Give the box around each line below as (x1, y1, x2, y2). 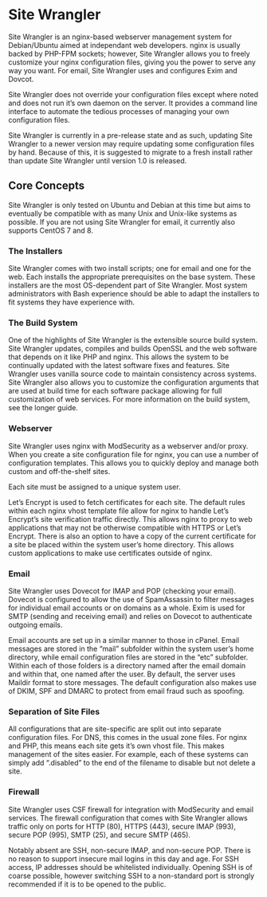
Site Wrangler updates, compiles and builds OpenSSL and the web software (8, 344, 257, 354)
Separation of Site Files (8, 706, 100, 717)
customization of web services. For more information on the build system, (8, 394, 250, 404)
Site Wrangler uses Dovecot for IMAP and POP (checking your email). (8, 586, 237, 595)
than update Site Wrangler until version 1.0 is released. (8, 155, 187, 165)
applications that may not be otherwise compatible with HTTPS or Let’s (8, 523, 241, 532)
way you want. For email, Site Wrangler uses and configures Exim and (8, 65, 238, 75)
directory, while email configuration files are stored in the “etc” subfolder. (8, 652, 249, 662)
